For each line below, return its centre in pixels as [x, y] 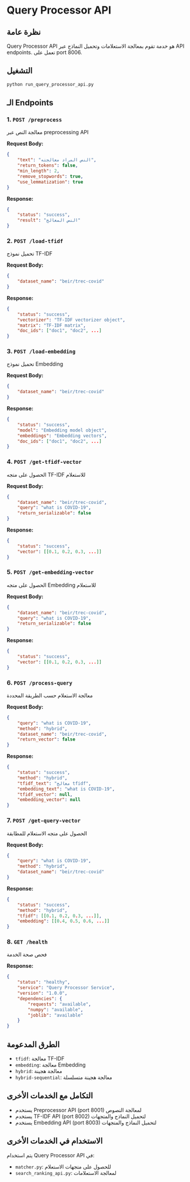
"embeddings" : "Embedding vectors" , [62, 436]
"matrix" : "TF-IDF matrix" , [51, 325]
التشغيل [20, 71]
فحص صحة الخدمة [27, 955]
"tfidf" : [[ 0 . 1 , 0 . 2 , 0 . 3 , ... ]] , [59, 916]
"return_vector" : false [46, 739]
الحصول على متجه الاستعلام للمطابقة [47, 833]
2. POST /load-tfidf [35, 241]
